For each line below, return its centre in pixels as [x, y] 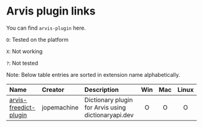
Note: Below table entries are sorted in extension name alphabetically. [93, 74]
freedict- [22, 107]
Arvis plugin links [51, 11]
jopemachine [60, 107]
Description [101, 90]
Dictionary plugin [108, 100]
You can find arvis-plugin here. [46, 28]
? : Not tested [22, 63]
